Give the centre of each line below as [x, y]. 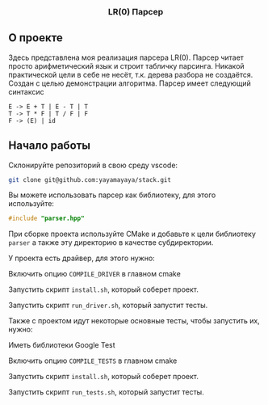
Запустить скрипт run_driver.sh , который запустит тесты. [108, 306]
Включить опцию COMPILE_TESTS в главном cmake [93, 361]
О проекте [36, 38]
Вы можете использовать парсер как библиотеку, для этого [112, 195]
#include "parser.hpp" [46, 219]
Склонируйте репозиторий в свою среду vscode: [93, 165]
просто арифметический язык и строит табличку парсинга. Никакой [126, 65]
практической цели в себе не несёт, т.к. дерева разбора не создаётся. [131, 74]
